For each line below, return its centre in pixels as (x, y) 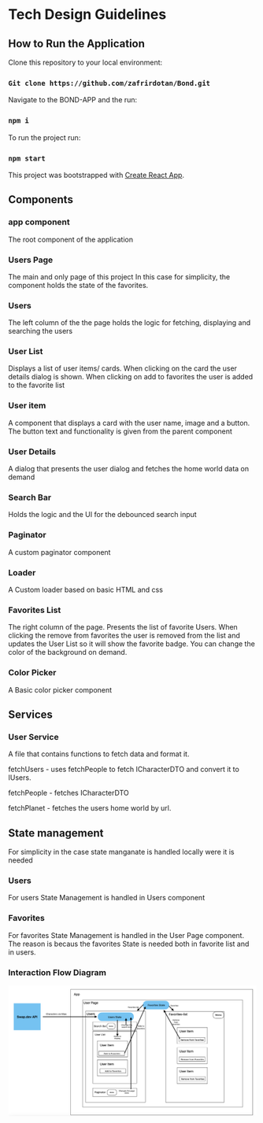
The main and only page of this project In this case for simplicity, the (119, 276)
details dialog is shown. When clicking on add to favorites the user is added (131, 377)
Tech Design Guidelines (87, 15)
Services (31, 714)
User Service (33, 737)
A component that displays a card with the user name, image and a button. (129, 423)
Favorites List (35, 610)
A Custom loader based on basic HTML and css (86, 589)
